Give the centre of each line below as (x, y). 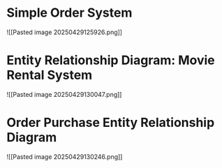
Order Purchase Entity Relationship (111, 123)
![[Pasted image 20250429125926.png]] (65, 32)
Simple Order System (69, 13)
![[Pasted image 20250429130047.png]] (64, 94)
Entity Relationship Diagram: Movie (111, 60)
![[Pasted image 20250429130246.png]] (65, 156)
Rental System (50, 75)
